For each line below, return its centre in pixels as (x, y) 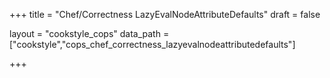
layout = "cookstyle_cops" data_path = (89, 33)
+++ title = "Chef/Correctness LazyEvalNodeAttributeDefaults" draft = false (165, 14)
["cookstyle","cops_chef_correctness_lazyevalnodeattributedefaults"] (152, 44)
